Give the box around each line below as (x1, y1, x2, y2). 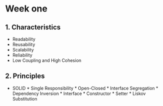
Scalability (12, 47, 34, 52)
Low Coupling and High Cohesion (12, 57, 82, 63)
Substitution (12, 95, 37, 101)
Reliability (12, 52, 32, 58)
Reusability (12, 41, 35, 47)
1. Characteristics (5, 23, 61, 31)
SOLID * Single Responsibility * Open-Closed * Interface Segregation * (12, 85, 159, 91)
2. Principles (5, 72, 45, 80)
